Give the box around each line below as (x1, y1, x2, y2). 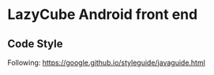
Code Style (7, 37, 63, 51)
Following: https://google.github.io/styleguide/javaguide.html (7, 58, 206, 67)
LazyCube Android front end (7, 6, 198, 24)
